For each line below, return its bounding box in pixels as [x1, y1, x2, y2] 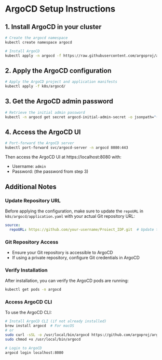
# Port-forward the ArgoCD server [5, 141, 75, 146]
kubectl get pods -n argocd [5, 287, 62, 292]
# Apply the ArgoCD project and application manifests [5, 79, 118, 84]
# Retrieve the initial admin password [5, 110, 85, 115]
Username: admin [12, 164, 46, 169]
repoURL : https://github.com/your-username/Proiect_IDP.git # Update [9, 227, 154, 232]
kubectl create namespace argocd [5, 40, 72, 45]
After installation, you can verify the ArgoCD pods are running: [5, 278, 129, 284]
